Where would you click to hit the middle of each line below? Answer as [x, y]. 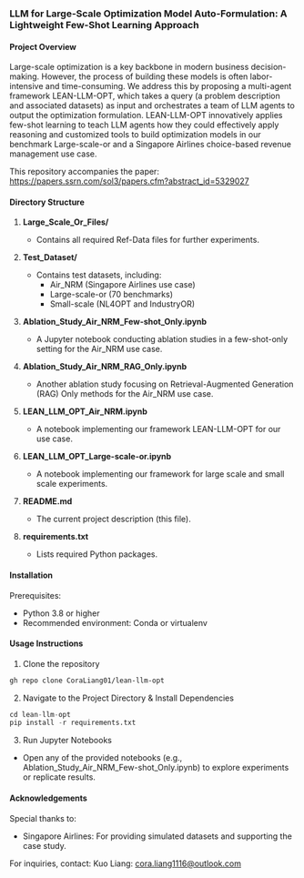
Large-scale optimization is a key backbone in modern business [129, 67]
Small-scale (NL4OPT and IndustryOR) [122, 304]
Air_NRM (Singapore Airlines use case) [122, 285]
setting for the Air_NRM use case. [99, 349]
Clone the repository [61, 663]
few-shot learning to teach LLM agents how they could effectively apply [144, 125]
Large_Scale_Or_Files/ [66, 222]
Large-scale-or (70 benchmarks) [111, 295]
